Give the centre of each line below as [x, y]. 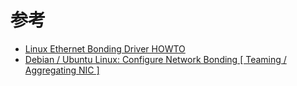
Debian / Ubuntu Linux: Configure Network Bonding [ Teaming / [155, 59]
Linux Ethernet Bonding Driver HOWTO [105, 48]
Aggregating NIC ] [62, 70]
